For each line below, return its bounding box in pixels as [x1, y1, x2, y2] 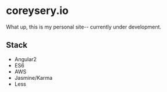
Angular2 [14, 55, 37, 62]
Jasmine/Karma [14, 74, 53, 81]
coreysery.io [6, 4, 69, 17]
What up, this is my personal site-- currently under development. [6, 23, 162, 30]
